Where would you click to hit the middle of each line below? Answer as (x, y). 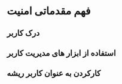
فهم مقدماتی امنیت (49, 11)
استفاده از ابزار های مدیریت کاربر (61, 53)
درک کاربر (23, 33)
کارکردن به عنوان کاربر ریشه (54, 74)
